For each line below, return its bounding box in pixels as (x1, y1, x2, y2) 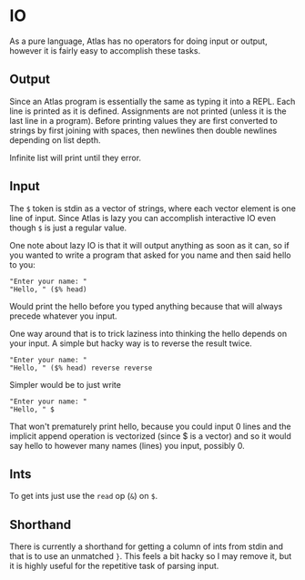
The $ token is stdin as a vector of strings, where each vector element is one (9, 202, 296, 214)
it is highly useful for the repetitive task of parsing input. (9, 561, 219, 572)
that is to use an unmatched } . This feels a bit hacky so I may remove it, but (9, 551, 292, 562)
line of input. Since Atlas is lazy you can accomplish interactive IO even (9, 212, 276, 223)
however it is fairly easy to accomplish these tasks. (9, 45, 201, 56)
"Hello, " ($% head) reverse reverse (9, 363, 153, 372)
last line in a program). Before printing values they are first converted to (9, 115, 278, 126)
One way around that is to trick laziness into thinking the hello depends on (9, 328, 288, 339)
